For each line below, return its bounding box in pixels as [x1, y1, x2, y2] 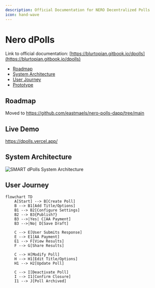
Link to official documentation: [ [5, 51, 72, 57]
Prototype [12, 82, 34, 88]
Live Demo [5, 125, 39, 133]
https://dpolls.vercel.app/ [5, 138, 58, 144]
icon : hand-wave [5, 12, 39, 17]
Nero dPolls [5, 34, 55, 46]
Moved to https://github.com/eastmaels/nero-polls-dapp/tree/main [5, 110, 145, 116]
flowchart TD [5, 194, 33, 199]
